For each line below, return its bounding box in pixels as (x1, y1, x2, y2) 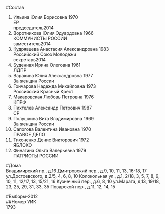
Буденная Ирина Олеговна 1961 (13, 62, 81, 68)
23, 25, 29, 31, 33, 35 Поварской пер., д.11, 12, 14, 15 (6, 184, 115, 190)
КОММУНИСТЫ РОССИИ (13, 35, 67, 41)
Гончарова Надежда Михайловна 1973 (13, 83, 96, 89)
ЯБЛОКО (13, 142, 32, 148)
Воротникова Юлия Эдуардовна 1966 (13, 30, 94, 36)
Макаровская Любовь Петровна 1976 (13, 94, 94, 100)
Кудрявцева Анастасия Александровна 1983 (13, 46, 109, 52)
